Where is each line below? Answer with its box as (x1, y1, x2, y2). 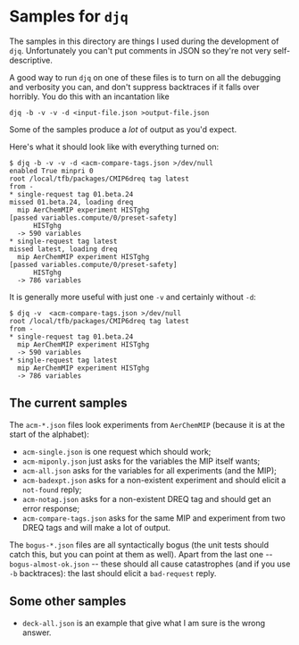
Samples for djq (9, 6, 129, 27)
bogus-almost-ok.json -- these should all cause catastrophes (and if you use (9, 558, 291, 569)
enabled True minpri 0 (9, 166, 94, 175)
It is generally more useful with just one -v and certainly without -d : (9, 291, 256, 302)
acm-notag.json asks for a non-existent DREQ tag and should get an (21, 493, 271, 504)
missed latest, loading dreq (9, 244, 118, 254)
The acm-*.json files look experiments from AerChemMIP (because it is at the (9, 419, 286, 430)
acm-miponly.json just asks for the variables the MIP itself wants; (21, 456, 261, 466)
